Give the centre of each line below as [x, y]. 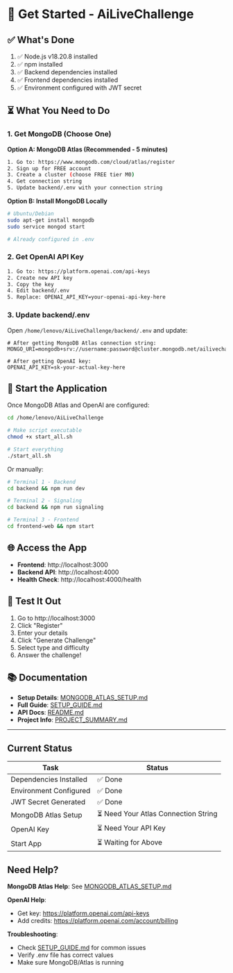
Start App [26, 843]
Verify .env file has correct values [65, 955]
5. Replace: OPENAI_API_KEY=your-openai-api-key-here [87, 297]
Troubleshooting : [33, 934]
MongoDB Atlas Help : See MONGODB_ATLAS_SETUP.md [89, 887]
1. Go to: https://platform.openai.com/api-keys [79, 271]
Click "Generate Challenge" [57, 640]
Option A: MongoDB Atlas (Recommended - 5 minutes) [88, 149]
